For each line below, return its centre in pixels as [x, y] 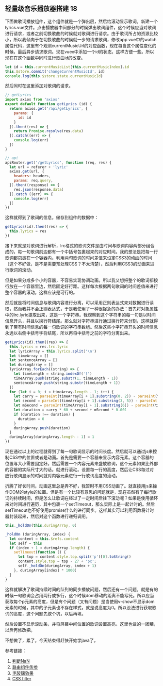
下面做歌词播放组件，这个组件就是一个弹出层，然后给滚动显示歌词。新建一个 [81, 21]
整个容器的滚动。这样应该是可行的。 [41, 292]
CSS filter [22, 678]
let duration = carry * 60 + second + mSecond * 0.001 [70, 410]
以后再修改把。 [20, 630]
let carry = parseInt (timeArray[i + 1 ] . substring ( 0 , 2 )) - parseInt [84, 396]
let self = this [26, 543]
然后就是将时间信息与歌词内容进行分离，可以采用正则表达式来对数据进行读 [79, 302]
